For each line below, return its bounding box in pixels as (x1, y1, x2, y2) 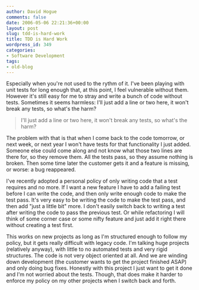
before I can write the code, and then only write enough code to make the (6, 190, 187, 197)
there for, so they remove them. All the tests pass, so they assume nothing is (6, 154, 193, 161)
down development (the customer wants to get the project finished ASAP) (6, 259, 187, 266)
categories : (6, 47, 36, 53)
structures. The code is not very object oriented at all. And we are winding (6, 252, 188, 259)
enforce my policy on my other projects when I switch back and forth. (6, 277, 176, 285)
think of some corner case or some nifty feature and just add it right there (6, 215, 186, 222)
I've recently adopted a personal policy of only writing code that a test (6, 177, 178, 184)
